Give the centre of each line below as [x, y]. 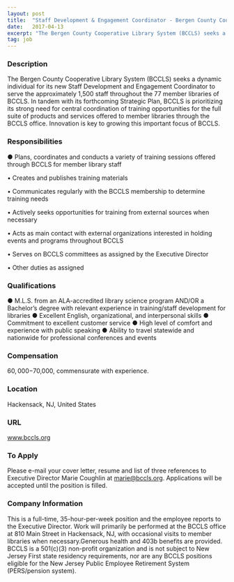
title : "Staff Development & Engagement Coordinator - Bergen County [112, 20]
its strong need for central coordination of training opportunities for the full [114, 109]
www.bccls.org [29, 437]
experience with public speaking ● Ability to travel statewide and [101, 330]
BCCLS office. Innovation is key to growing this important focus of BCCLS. [114, 123]
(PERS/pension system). [42, 570]
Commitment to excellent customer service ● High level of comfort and [110, 323]
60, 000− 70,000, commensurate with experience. [78, 371]
